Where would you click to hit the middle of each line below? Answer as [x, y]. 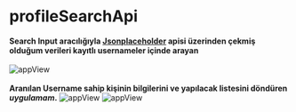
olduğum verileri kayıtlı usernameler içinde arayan [104, 50]
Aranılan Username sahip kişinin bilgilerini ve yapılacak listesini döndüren [148, 88]
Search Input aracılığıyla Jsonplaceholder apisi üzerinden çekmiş [132, 41]
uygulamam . [33, 97]
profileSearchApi [74, 16]
